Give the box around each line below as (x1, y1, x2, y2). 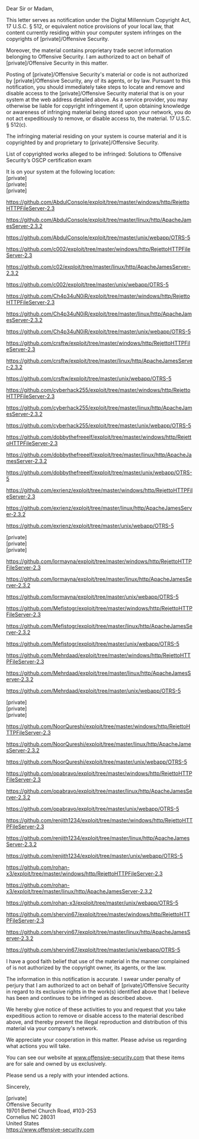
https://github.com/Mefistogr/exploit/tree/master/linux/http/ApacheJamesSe (6, 623, 193, 629)
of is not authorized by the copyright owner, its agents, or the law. (6, 964, 167, 971)
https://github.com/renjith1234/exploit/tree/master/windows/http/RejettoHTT (6, 817, 193, 823)
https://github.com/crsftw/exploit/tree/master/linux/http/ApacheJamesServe (6, 358, 192, 364)
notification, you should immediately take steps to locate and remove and (6, 83, 185, 91)
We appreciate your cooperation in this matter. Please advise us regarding (6, 1036, 187, 1043)
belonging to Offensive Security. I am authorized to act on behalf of (6, 53, 171, 60)
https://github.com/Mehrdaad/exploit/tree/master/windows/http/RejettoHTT (6, 652, 191, 659)
